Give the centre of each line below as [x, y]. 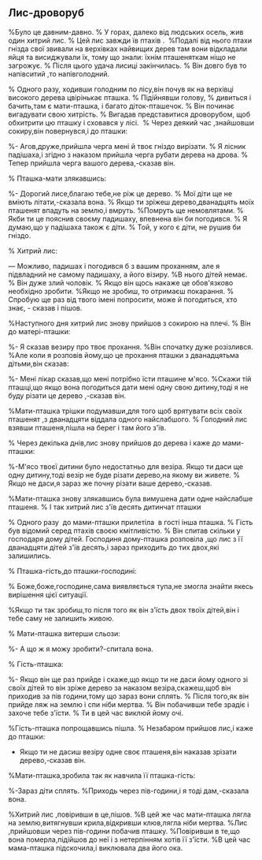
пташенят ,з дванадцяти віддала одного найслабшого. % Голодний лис [128, 419]
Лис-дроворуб [46, 13]
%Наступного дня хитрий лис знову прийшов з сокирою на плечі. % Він [129, 323]
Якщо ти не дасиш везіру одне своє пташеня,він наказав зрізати [128, 751]
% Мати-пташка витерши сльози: [64, 633]
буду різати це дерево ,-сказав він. [67, 395]
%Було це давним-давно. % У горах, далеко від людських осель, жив [126, 32]
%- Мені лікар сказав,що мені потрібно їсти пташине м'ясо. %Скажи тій [130, 378]
